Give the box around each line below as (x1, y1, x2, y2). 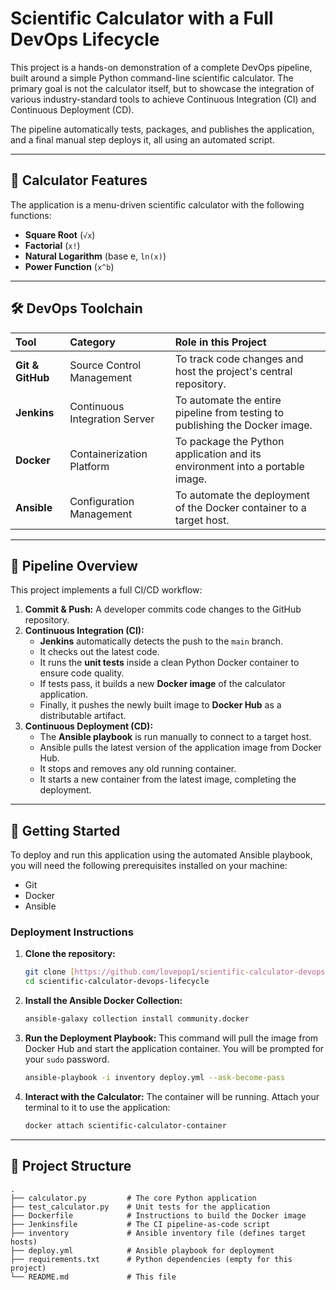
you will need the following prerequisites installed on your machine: (10, 860, 288, 872)
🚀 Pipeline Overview (10, 557, 138, 574)
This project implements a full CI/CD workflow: (10, 584, 203, 596)
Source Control (69, 358, 142, 372)
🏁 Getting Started (10, 822, 121, 839)
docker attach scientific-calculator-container (24, 1120, 227, 1131)
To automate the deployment (174, 488, 310, 502)
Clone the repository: (24, 948, 116, 960)
